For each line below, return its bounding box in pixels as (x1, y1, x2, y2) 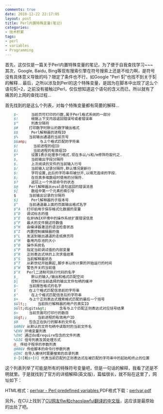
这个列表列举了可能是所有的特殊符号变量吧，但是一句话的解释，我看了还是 (5, 365, 154, 371)
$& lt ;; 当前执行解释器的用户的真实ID (14, 301, 89, 306)
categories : (5, 25, 29, 30)
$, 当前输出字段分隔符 (14, 157, 64, 162)
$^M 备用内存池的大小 (14, 238, 56, 243)
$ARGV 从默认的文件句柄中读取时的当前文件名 (14, 324, 92, 329)
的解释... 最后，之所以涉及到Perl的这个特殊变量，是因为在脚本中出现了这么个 (5, 80, 158, 85)
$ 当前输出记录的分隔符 (14, 193, 65, 198)
